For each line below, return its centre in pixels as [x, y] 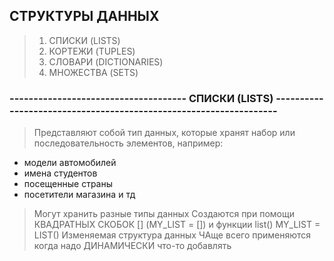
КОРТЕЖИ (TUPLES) [92, 51]
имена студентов [60, 173]
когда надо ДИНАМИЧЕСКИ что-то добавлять [132, 246]
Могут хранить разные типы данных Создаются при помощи [164, 214]
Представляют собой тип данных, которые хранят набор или [164, 133]
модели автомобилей [70, 163]
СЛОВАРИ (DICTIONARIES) [106, 61]
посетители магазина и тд [79, 195]
